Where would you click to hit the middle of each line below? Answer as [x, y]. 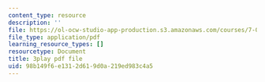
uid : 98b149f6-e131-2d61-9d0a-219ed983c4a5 [81, 66]
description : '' [35, 23]
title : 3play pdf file [45, 59]
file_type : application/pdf [54, 37]
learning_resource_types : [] [56, 45]
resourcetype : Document [47, 52]
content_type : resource [47, 15]
